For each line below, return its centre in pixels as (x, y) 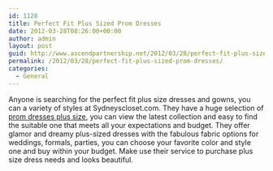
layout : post (30, 46)
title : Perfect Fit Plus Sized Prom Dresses (85, 24)
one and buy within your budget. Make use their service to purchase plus (131, 151)
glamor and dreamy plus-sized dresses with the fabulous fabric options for (134, 134)
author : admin (32, 38)
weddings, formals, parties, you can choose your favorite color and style (130, 142)
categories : (28, 69)
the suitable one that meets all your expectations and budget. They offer (129, 125)
